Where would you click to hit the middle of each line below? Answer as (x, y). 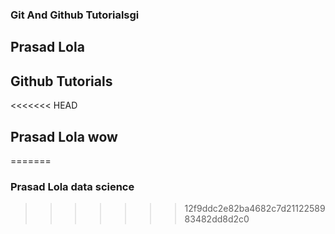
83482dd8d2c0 (217, 219)
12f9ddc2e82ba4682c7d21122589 (255, 209)
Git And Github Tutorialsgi (75, 15)
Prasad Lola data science (72, 186)
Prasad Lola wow (64, 136)
